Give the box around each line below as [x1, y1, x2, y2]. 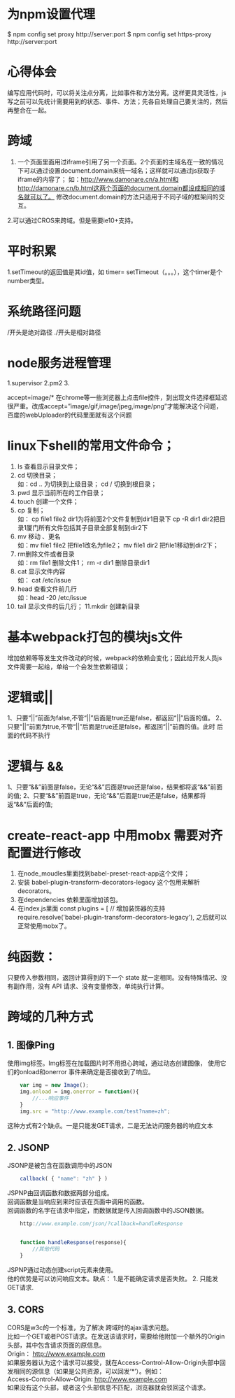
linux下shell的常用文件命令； [7, 438, 176, 453]
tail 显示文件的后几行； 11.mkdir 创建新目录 [17, 602, 141, 611]
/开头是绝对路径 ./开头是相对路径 [7, 328, 101, 336]
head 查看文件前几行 [17, 585, 77, 593]
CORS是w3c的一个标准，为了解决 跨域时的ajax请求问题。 [7, 1323, 173, 1332]
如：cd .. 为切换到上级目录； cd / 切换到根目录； [17, 480, 157, 488]
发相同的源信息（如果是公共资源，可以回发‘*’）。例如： [7, 1367, 164, 1375]
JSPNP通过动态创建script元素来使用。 [7, 1265, 117, 1274]
